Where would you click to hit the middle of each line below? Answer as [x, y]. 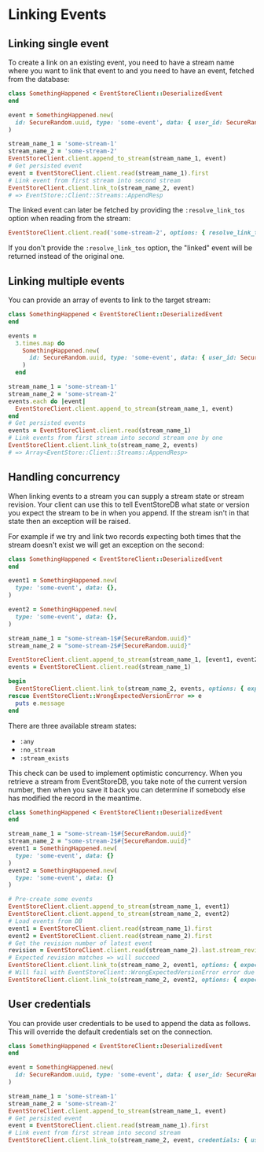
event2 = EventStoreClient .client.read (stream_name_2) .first [110, 936]
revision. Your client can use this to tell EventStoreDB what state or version [129, 504]
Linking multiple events [67, 281]
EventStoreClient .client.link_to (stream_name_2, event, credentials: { [128, 1140]
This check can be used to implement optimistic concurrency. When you [125, 773]
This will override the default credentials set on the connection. [110, 1032]
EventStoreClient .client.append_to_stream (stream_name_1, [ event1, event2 [133, 660]
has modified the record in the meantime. [75, 798]
